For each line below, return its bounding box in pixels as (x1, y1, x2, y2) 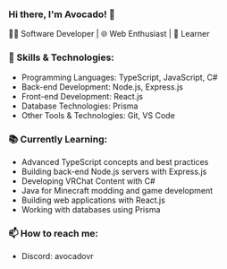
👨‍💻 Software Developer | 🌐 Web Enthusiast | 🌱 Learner (8, 29, 210, 39)
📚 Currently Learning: (8, 133, 108, 145)
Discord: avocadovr (21, 251, 95, 262)
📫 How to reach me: (8, 227, 99, 239)
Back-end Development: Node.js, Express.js (21, 81, 184, 92)
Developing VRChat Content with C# (21, 175, 156, 187)
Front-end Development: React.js (21, 91, 144, 101)
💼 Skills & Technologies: (8, 51, 115, 64)
